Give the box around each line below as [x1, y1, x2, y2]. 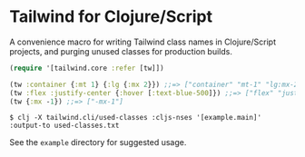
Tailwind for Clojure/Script [9, 6, 213, 27]
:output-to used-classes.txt [9, 121, 120, 131]
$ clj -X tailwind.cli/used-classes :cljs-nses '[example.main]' [9, 113, 261, 123]
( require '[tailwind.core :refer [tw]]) [9, 64, 165, 73]
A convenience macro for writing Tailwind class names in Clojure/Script [9, 36, 277, 47]
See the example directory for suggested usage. [9, 137, 187, 148]
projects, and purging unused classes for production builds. [9, 45, 233, 56]
